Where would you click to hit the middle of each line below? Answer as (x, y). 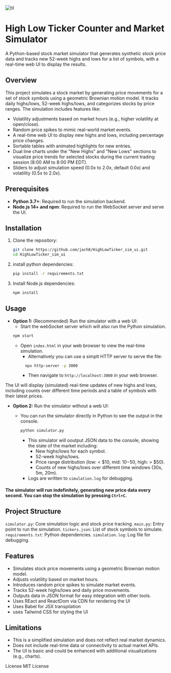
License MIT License (27, 666)
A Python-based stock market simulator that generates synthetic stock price (86, 53)
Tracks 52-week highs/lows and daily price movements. (71, 590)
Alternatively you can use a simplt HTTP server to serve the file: (95, 356)
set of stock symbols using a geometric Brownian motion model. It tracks (82, 98)
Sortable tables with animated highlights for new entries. (72, 146)
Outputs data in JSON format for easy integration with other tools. (82, 595)
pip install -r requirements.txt (48, 274)
